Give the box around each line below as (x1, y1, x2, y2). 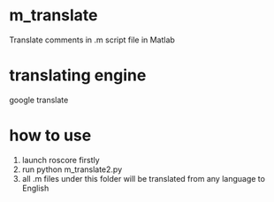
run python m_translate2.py (21, 164, 123, 175)
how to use (9, 125, 92, 146)
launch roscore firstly (21, 154, 100, 165)
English (21, 183, 49, 193)
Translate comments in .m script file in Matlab (9, 34, 175, 45)
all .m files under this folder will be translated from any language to (21, 173, 265, 183)
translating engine (9, 65, 147, 86)
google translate (9, 94, 69, 105)
